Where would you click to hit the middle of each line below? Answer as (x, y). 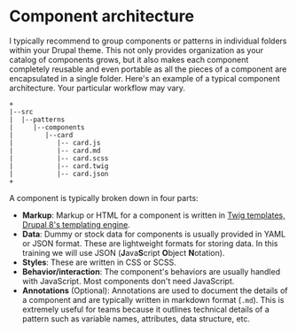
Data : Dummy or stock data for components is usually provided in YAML (154, 234)
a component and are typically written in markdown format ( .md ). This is (153, 299)
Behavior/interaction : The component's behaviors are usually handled (151, 271)
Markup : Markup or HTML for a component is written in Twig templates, (153, 215)
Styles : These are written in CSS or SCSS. (99, 262)
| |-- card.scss (59, 158)
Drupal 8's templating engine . (76, 224)
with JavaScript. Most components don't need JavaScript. (128, 281)
